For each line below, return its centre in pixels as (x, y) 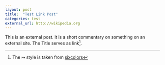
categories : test (23, 19)
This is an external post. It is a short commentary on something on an (75, 37)
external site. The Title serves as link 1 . (43, 43)
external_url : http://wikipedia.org (42, 23)
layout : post (18, 10)
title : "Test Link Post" (31, 14)
